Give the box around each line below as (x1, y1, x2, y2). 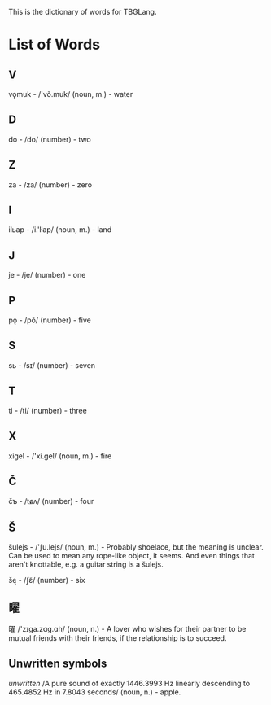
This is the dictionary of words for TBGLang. (8, 7, 157, 16)
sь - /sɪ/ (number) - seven (8, 360, 96, 370)
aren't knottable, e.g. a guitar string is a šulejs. (8, 559, 164, 569)
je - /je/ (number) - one (8, 270, 86, 280)
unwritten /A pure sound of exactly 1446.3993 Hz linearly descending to (8, 678, 251, 688)
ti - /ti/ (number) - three (8, 405, 87, 415)
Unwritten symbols (8, 657, 107, 671)
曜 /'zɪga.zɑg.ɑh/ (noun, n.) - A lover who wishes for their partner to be (8, 624, 247, 633)
